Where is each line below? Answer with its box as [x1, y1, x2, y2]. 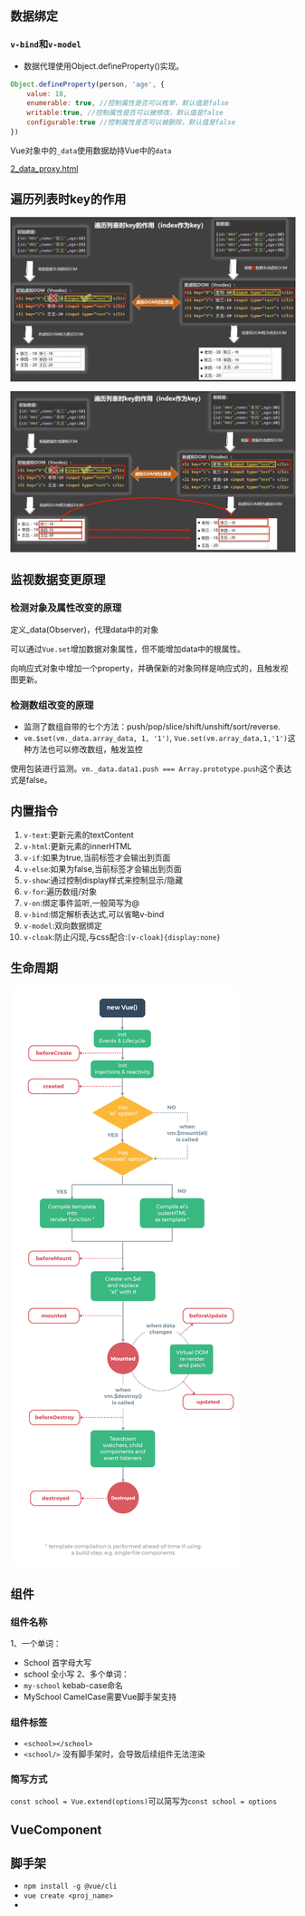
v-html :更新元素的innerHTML [23, 840, 132, 851]
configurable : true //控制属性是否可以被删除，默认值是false [26, 118, 236, 127]
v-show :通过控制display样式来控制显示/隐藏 [23, 875, 184, 885]
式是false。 [10, 774, 52, 785]
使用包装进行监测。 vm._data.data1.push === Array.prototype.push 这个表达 [10, 763, 292, 774]
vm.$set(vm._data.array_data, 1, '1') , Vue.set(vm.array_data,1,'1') [23, 732, 288, 743]
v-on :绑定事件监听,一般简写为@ [23, 897, 140, 908]
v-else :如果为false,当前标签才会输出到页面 [23, 863, 182, 874]
